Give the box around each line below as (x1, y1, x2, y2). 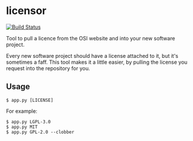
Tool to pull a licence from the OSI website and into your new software (6, 35, 175, 42)
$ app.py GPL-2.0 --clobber (6, 129, 75, 135)
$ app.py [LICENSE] (6, 97, 54, 103)
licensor (6, 4, 47, 18)
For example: (6, 107, 38, 115)
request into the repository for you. (6, 64, 91, 71)
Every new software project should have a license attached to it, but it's (6, 52, 178, 59)
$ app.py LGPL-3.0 (6, 119, 51, 125)
